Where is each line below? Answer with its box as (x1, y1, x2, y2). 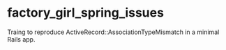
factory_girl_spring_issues (7, 5, 164, 21)
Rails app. (7, 35, 36, 43)
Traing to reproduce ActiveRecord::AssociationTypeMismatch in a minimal (7, 28, 220, 36)
